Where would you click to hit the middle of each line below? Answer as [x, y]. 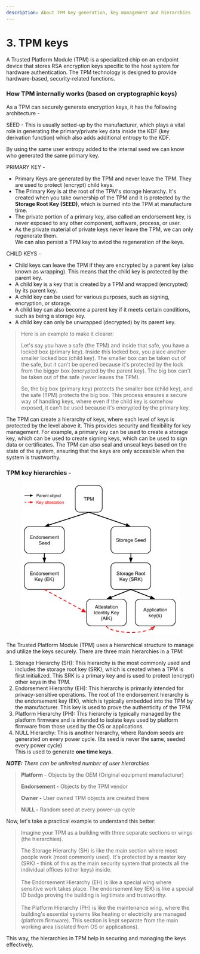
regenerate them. [36, 235]
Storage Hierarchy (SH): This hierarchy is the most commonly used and [103, 663]
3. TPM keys [37, 43]
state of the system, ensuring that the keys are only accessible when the [96, 451]
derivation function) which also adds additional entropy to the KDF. [88, 137]
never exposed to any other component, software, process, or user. [98, 223]
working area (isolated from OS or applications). [80, 927]
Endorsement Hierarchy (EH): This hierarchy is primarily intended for [99, 688]
